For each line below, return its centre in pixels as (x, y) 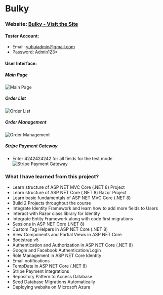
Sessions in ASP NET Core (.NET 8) (48, 224)
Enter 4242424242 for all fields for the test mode (62, 158)
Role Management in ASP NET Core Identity (57, 255)
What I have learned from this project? (52, 176)
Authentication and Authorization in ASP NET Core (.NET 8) (73, 245)
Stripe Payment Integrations (41, 271)
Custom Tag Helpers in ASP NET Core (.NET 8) (60, 229)
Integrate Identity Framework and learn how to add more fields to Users (85, 209)
